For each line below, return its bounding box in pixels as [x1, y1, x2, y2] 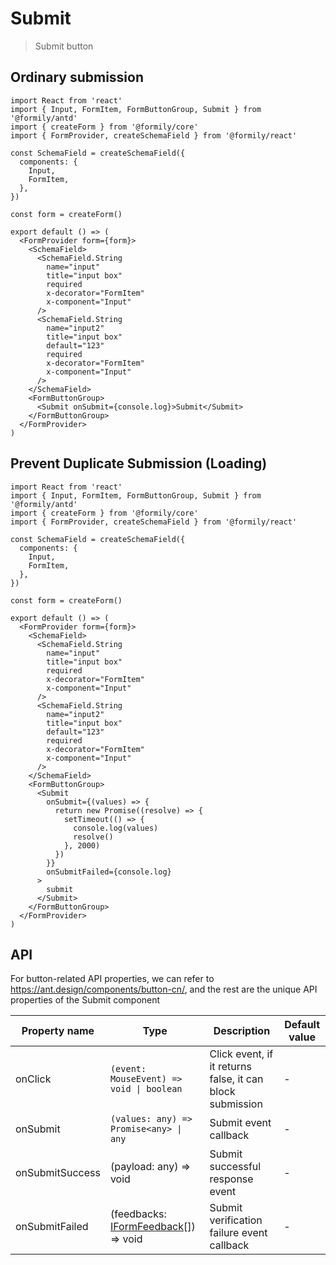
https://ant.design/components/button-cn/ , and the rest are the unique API [10, 983, 318, 996]
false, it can [209, 1072, 264, 1086]
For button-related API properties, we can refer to [10, 973, 215, 985]
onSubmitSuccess [15, 1166, 101, 1180]
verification [209, 1213, 263, 1227]
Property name [21, 1024, 95, 1038]
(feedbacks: [109, 1207, 167, 1221]
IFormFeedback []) [109, 1220, 196, 1234]
